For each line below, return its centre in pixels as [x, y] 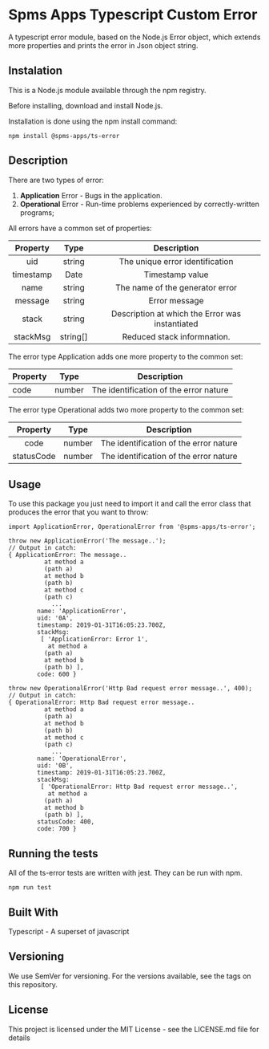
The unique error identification [176, 261]
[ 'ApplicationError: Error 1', [94, 640]
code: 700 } [57, 829]
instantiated [176, 323]
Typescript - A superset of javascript [69, 931]
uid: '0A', [55, 618]
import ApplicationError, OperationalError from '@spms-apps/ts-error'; [132, 527]
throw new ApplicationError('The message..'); [87, 541]
